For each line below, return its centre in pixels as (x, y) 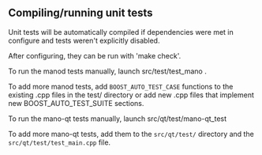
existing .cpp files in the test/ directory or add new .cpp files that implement (131, 95)
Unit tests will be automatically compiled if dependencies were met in (121, 32)
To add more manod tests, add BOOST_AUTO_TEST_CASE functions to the (121, 86)
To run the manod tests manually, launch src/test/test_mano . (107, 71)
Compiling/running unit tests (80, 13)
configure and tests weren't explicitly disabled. (84, 40)
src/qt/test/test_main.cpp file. (60, 142)
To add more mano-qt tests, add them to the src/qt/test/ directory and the (131, 134)
